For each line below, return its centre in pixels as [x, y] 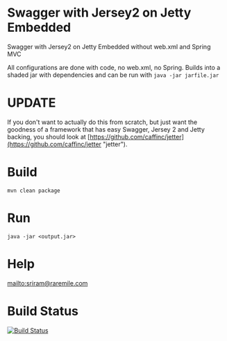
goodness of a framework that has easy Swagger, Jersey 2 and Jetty [106, 129]
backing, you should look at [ [49, 137]
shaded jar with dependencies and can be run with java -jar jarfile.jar [113, 75]
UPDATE [32, 103]
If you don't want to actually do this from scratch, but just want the [102, 122]
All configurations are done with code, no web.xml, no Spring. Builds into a [114, 67]
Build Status [43, 311]
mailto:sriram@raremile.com [48, 283]
